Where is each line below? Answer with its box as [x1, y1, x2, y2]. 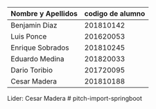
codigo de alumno [84, 9, 146, 18]
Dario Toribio [10, 66, 53, 75]
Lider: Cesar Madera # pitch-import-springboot [7, 95, 142, 102]
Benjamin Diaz [10, 21, 58, 30]
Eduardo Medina [10, 54, 64, 63]
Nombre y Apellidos [10, 9, 78, 18]
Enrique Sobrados [10, 43, 69, 52]
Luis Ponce [10, 32, 47, 41]
